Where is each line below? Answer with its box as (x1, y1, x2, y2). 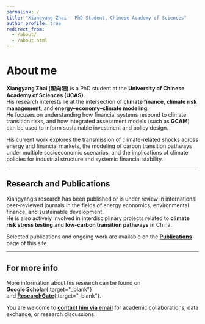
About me (6, 64, 57, 78)
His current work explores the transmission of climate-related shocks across (6, 136, 198, 143)
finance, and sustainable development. (6, 208, 104, 215)
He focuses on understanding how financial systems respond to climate (6, 111, 187, 118)
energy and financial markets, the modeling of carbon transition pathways (6, 142, 192, 150)
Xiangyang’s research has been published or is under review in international (6, 195, 197, 202)
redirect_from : (6, 26, 45, 32)
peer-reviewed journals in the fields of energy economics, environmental (6, 201, 189, 208)
